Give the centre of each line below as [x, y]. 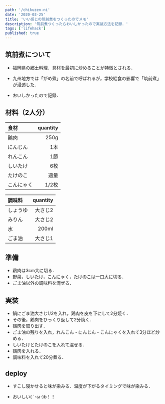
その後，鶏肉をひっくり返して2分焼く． [53, 320]
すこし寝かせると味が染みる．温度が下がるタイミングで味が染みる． [82, 386]
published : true [22, 33]
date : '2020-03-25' [25, 15]
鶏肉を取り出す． [30, 326]
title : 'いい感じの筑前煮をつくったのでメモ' [47, 19]
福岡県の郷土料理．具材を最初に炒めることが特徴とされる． [74, 68]
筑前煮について [28, 55]
